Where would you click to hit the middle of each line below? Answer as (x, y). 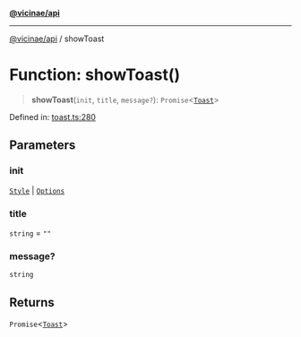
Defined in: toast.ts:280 (53, 117)
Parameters (43, 146)
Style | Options (37, 190)
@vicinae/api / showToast (57, 39)
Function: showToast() (95, 75)
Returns (32, 302)
